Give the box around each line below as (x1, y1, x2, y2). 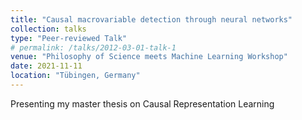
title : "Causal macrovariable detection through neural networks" (10, 14, 293, 25)
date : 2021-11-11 (10, 61, 83, 71)
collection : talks (10, 24, 87, 34)
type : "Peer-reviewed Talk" (10, 33, 128, 43)
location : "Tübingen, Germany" (10, 71, 141, 81)
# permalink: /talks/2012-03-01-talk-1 (10, 42, 177, 53)
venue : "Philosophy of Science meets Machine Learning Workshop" (10, 52, 288, 62)
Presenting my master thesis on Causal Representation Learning (10, 97, 275, 110)
